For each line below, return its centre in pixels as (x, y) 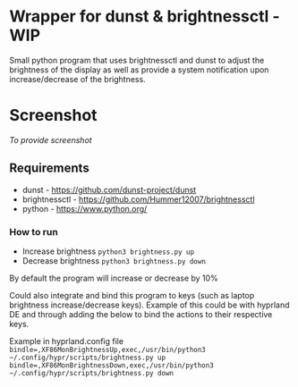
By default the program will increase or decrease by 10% (114, 278)
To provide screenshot (51, 139)
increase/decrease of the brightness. (77, 79)
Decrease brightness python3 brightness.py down (114, 260)
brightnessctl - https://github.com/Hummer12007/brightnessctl (138, 199)
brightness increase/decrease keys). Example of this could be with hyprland (149, 305)
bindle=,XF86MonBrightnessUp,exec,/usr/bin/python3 (107, 349)
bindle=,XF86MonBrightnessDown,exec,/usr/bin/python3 (112, 365)
